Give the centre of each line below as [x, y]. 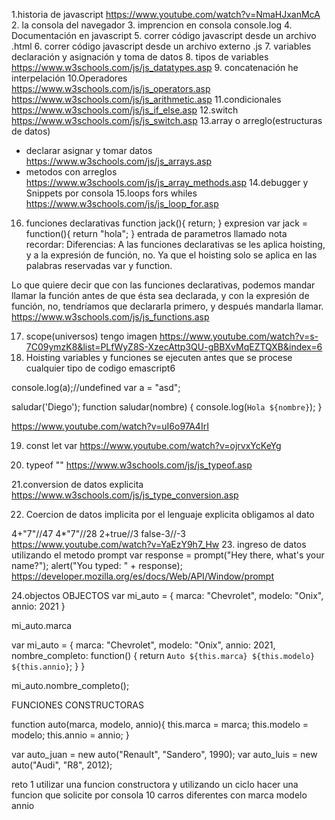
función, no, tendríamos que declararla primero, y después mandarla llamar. [167, 306]
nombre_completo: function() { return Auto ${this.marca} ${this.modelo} [163, 655]
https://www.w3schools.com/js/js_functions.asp [110, 317]
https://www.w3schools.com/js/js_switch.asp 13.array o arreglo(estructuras [167, 120]
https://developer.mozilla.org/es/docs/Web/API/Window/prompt [143, 576]
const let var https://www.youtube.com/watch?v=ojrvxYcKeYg [153, 445]
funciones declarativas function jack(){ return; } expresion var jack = [167, 223]
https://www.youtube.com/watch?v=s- [239, 336]
